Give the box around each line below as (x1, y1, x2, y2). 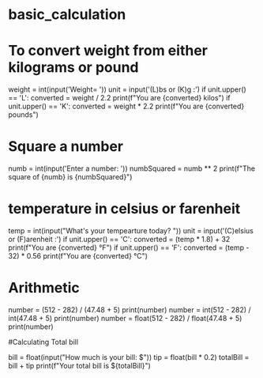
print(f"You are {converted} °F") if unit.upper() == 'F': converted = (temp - (8, 243, 250, 252)
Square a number (8, 138, 124, 156)
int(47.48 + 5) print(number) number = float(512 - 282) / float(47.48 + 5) (8, 313, 242, 323)
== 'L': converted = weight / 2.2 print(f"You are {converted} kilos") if (8, 93, 231, 103)
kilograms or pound (8, 59, 139, 77)
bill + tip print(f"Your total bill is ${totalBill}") (8, 361, 152, 370)
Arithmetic (8, 279, 81, 297)
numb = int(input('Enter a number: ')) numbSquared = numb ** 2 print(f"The (8, 164, 255, 173)
